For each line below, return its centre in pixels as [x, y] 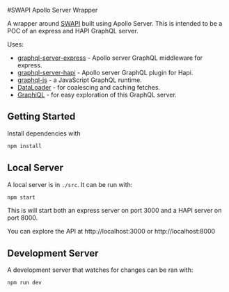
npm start [22, 197]
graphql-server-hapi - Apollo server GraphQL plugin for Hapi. [105, 73]
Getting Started [41, 116]
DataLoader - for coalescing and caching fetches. [89, 87]
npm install [24, 146]
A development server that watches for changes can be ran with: [100, 270]
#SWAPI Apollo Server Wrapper [53, 10]
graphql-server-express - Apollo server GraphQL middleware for [110, 58]
